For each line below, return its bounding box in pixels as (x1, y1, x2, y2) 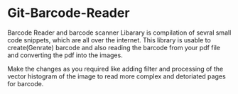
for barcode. (7, 79, 44, 88)
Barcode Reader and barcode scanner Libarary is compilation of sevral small (7, 28, 232, 37)
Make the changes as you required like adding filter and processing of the (7, 64, 224, 73)
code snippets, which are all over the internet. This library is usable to (7, 35, 211, 44)
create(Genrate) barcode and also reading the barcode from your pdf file (7, 43, 220, 52)
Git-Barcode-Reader (7, 5, 130, 21)
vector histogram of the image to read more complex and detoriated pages (7, 72, 226, 81)
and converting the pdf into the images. (7, 51, 123, 59)
